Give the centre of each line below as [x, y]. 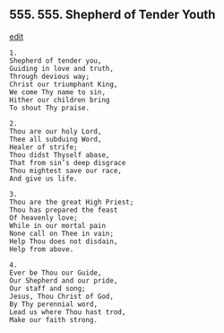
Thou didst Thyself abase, [60, 155]
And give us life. [43, 179]
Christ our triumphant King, [64, 84]
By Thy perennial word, [54, 304]
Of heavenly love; [43, 218]
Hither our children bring [60, 100]
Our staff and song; [48, 288]
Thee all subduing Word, [56, 139]
